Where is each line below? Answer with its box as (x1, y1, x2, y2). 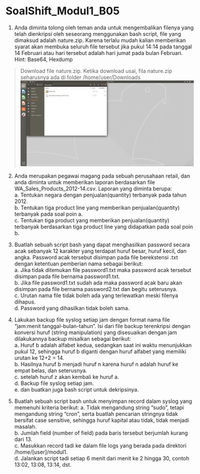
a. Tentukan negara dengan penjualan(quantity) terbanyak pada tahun (14, 191, 187, 198)
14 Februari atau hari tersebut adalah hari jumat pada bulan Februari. (14, 49, 183, 56)
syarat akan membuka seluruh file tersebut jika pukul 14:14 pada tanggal (14, 43, 192, 50)
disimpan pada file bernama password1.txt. (14, 273, 121, 280)
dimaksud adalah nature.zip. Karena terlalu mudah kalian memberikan (14, 36, 186, 44)
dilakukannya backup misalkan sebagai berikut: (14, 335, 131, 342)
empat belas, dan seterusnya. (14, 367, 88, 374)
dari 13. (14, 436, 33, 443)
